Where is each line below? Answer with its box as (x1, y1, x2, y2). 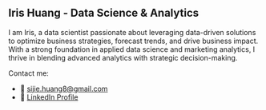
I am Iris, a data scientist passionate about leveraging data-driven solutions (8, 27, 256, 37)
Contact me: (8, 68, 50, 78)
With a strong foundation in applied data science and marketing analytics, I (8, 44, 256, 54)
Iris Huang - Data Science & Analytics (8, 6, 199, 20)
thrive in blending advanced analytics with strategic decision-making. (8, 53, 238, 62)
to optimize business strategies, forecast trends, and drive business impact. (8, 36, 259, 45)
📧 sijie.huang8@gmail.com (19, 84, 108, 93)
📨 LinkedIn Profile (19, 92, 79, 102)
